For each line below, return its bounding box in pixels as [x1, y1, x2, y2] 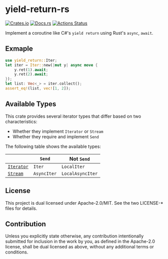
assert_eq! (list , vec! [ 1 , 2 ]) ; [5, 86, 71, 91]
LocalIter [61, 163, 85, 169]
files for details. [5, 205, 38, 211]
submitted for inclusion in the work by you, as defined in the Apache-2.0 [5, 238, 155, 244]
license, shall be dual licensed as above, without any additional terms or [5, 244, 154, 250]
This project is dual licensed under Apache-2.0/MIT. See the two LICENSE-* [5, 200, 163, 206]
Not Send [69, 155, 90, 162]
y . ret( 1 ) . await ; [14, 67, 49, 72]
